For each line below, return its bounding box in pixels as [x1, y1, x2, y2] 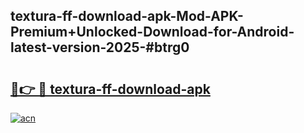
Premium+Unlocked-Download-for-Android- [10, 24, 295, 41]
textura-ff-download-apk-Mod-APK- [10, 8, 244, 25]
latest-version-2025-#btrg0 [10, 39, 190, 56]
